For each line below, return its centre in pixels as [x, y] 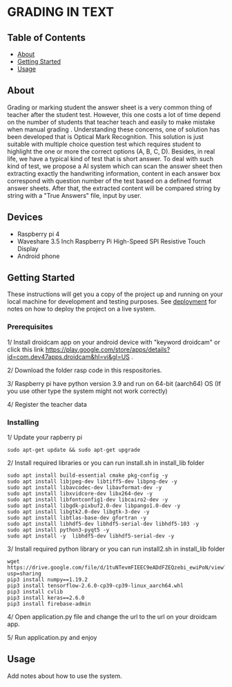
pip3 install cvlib [35, 592]
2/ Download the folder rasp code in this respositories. [85, 370]
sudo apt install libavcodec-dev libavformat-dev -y [85, 488]
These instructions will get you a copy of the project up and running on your [115, 294]
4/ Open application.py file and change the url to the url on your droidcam [112, 617]
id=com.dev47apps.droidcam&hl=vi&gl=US [68, 356]
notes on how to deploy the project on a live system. [81, 309]
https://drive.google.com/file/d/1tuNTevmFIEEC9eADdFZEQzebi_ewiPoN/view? [117, 568]
